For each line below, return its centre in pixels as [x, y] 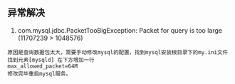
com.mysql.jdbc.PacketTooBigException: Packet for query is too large [120, 30]
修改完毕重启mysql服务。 [39, 73]
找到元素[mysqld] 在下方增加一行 [51, 60]
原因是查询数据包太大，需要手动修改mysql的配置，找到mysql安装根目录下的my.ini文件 [118, 52]
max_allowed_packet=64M [43, 66]
